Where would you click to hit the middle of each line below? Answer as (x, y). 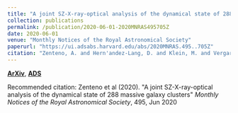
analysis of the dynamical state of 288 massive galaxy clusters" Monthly (113, 94)
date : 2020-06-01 (33, 34)
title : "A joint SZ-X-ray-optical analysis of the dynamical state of (114, 14)
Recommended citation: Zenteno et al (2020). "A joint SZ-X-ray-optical (110, 87)
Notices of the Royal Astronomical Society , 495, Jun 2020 (92, 102)
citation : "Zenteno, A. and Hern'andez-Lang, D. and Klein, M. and (109, 54)
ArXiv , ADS (24, 73)
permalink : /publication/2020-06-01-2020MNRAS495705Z (89, 27)
